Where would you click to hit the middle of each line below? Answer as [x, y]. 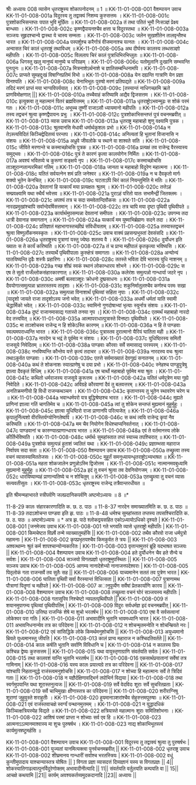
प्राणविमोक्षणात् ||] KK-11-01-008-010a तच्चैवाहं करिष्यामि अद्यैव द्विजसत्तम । [79, 95]
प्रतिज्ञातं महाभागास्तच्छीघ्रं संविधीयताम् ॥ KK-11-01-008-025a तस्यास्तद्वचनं [112, 226]
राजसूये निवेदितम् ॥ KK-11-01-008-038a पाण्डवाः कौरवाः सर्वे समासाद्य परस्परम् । [85, 345]
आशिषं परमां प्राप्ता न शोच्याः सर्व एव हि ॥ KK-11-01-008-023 [102, 717]
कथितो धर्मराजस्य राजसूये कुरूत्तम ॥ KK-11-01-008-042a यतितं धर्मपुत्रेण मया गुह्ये [110, 378]
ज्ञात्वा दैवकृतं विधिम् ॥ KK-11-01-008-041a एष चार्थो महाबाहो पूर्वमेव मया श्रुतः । [82, 371]
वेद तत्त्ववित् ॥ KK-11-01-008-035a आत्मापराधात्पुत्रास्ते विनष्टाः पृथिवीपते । [79, 318]
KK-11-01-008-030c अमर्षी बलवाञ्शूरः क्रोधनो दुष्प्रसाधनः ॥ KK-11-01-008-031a [88, 279]
